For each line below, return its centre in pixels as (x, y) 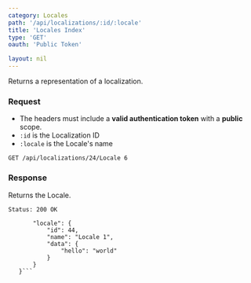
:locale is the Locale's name (66, 144)
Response (27, 178)
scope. (31, 127)
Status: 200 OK (33, 209)
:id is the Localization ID (60, 135)
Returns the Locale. (40, 195)
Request (24, 101)
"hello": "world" (89, 251)
